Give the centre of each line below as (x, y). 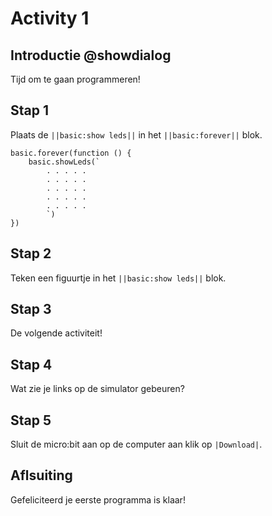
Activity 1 (50, 18)
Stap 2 (31, 253)
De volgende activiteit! (56, 333)
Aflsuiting (41, 475)
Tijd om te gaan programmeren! (75, 79)
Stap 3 (31, 309)
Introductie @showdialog (91, 55)
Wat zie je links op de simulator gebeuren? (97, 389)
